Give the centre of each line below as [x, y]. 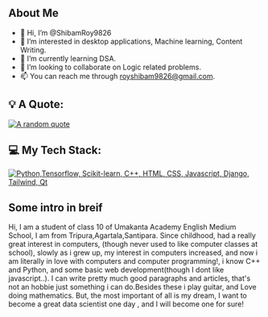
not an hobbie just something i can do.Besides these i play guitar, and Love [132, 287]
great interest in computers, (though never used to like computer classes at [133, 244]
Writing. [33, 50]
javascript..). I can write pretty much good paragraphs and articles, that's [130, 278]
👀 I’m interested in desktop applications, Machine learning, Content [131, 41]
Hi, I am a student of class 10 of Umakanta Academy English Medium [122, 227]
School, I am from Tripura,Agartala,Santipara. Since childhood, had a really [132, 236]
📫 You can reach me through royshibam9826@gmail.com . [118, 76]
